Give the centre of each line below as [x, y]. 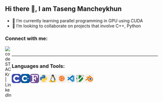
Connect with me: [26, 38]
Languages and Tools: [38, 66]
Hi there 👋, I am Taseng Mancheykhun [64, 9]
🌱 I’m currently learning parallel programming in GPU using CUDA [77, 20]
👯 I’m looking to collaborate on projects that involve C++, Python [76, 26]
